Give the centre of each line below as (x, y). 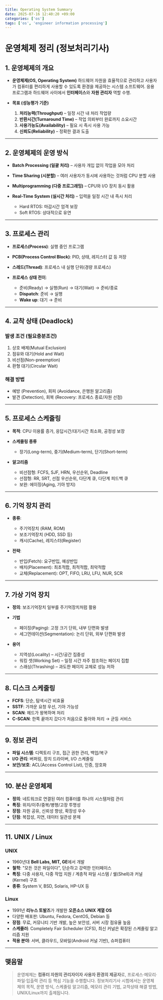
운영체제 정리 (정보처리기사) (57, 48)
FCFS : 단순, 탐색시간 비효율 (38, 701)
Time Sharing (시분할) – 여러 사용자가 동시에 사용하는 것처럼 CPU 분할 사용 (84, 176)
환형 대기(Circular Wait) (35, 366)
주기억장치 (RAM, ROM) (42, 529)
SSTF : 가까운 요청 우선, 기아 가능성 (45, 707)
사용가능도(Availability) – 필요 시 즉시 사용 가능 (65, 125)
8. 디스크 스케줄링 (30, 688)
